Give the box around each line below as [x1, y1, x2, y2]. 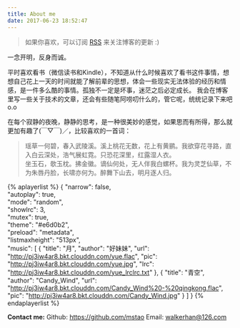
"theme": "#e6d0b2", [7, 220, 70, 229]
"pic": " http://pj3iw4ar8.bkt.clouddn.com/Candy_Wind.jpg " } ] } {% [7, 291, 204, 299]
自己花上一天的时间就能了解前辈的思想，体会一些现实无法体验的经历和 [13, 76, 220, 86]
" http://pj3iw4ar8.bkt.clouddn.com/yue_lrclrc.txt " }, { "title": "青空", [7, 268, 205, 277]
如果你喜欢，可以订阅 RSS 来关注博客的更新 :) [24, 37, 159, 46]
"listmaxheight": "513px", [7, 235, 81, 244]
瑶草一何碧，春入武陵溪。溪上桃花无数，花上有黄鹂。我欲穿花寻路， [24, 141, 226, 150]
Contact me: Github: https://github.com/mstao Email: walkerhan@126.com [7, 312, 227, 321]
